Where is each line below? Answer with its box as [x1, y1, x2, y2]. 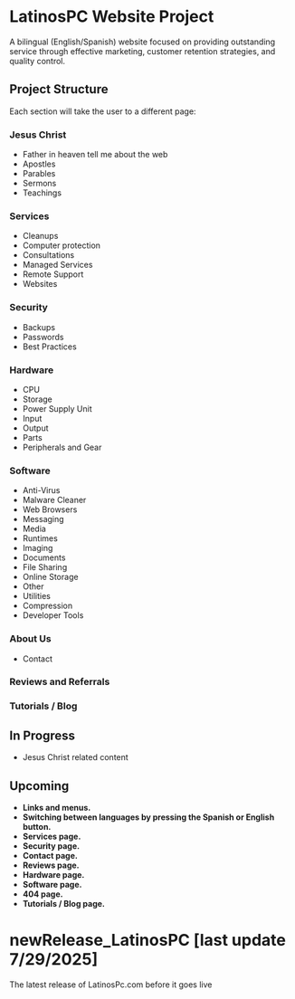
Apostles [22, 158, 56, 169]
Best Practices [22, 341, 77, 352]
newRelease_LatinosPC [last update [9, 930, 287, 951]
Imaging [22, 543, 53, 554]
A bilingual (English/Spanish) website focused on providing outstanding [9, 36, 276, 47]
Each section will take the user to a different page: [9, 106, 196, 117]
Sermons [22, 178, 57, 189]
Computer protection [22, 240, 101, 251]
